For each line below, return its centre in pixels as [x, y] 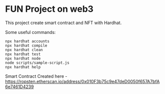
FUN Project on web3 [49, 9]
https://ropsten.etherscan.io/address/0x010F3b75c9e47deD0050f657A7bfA [82, 81]
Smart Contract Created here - [36, 76]
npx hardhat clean [24, 50]
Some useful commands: [30, 32]
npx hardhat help [23, 67]
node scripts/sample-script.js [37, 63]
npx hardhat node [23, 58]
